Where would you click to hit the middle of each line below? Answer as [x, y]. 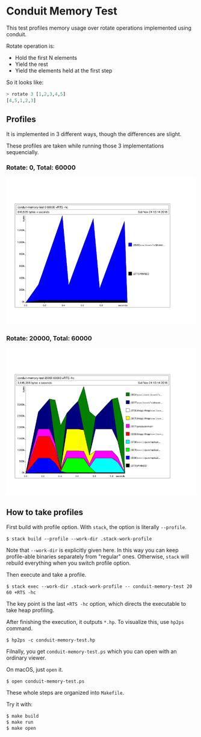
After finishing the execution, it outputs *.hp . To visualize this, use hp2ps [95, 622]
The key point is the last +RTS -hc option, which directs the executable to [96, 603]
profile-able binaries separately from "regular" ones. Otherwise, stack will [98, 556]
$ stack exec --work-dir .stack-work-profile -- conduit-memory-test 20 [99, 586]
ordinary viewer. [26, 658]
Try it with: [20, 704]
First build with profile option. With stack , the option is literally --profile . [96, 527]
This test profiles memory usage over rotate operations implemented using [99, 28]
